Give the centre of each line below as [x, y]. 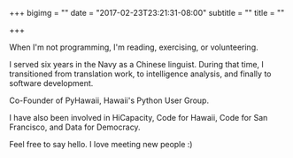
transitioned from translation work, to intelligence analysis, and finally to [140, 74]
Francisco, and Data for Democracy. [75, 127]
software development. [51, 83]
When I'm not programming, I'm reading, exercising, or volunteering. [134, 47]
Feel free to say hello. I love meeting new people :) [101, 144]
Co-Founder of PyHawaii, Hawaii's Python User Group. [109, 100]
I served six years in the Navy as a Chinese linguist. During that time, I [136, 64]
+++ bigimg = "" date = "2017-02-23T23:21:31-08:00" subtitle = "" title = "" [147, 13]
